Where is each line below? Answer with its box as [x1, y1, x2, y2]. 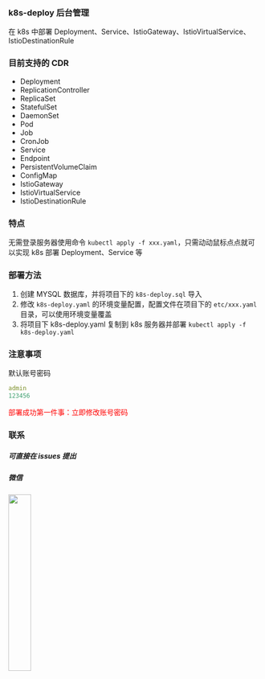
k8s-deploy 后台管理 [8, 6, 90, 18]
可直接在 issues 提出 [8, 451, 76, 460]
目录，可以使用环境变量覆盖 [19, 310, 112, 319]
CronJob [19, 136, 50, 146]
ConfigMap [19, 171, 58, 180]
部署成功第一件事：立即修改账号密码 [8, 408, 128, 418]
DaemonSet [19, 110, 59, 120]
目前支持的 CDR [8, 58, 70, 69]
